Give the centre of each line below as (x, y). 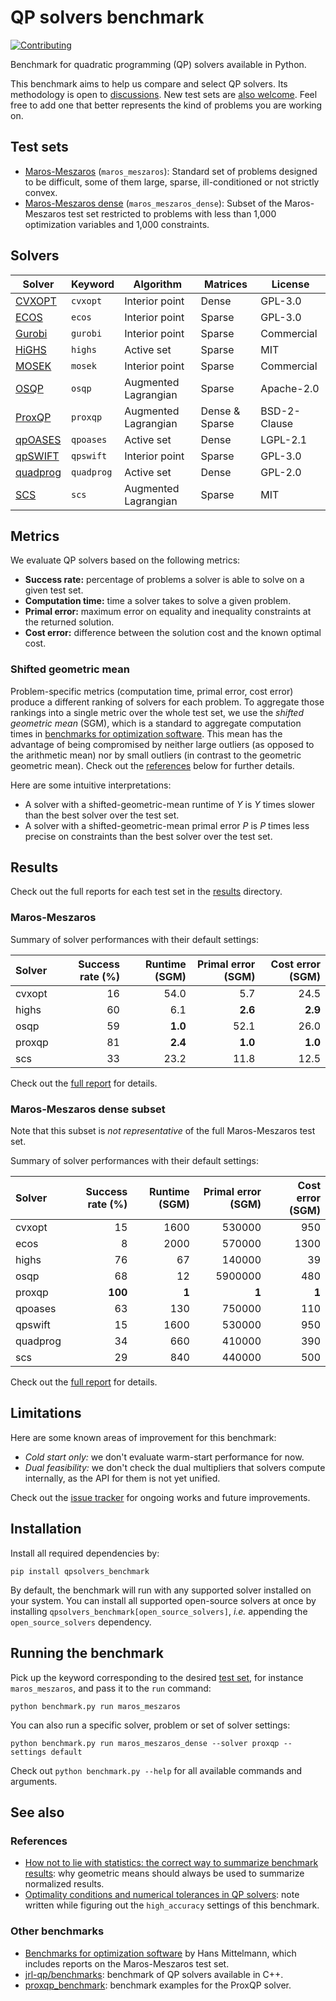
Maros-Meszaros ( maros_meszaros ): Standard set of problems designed (171, 171)
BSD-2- (280, 411)
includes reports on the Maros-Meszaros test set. (127, 1963)
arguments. (34, 1781)
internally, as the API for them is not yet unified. (122, 1478)
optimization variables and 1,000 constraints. (117, 224)
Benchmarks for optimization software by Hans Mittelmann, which (160, 1953)
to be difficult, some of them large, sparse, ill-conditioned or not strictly (172, 182)
